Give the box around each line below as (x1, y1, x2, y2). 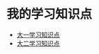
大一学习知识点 (16, 30, 60, 39)
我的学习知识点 (6, 6, 93, 22)
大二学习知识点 (16, 39, 60, 47)
